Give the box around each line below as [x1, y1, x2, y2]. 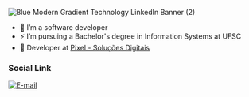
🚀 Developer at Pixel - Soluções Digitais [19, 43, 150, 52]
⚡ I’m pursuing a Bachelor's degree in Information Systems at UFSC [19, 32, 242, 41]
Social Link [8, 62, 52, 73]
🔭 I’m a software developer [19, 23, 108, 32]
